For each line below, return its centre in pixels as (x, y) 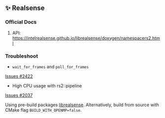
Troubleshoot (22, 56)
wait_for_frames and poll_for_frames (50, 66)
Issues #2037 (19, 95)
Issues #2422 (19, 76)
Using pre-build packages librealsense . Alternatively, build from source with (82, 105)
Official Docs (21, 22)
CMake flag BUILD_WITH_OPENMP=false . (43, 110)
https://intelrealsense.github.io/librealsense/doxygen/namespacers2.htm (86, 38)
